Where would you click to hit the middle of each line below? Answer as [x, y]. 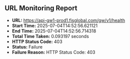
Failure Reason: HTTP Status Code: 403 [53, 52]
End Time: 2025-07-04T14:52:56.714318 [54, 31]
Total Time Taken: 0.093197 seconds [50, 36]
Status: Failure [27, 46]
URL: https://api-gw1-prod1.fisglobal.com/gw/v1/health [68, 20]
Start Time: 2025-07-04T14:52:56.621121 [55, 25]
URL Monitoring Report [41, 8]
